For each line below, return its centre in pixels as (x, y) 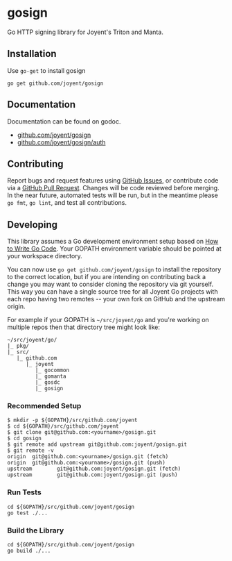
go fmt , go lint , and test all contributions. (67, 203)
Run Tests (24, 492)
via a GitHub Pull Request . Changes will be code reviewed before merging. (113, 188)
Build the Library (36, 530)
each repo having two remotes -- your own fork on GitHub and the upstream (116, 299)
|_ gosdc (47, 383)
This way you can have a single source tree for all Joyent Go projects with (113, 292)
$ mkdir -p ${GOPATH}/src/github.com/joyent (72, 420)
